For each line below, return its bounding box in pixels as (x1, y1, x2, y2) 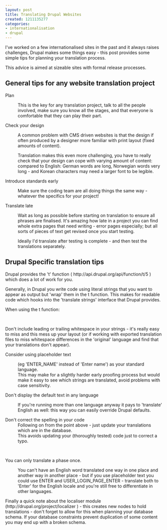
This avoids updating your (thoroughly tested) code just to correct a (17, 432, 157, 438)
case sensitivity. (17, 382, 51, 388)
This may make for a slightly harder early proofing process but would (17, 371, 160, 377)
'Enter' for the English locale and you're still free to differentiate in (17, 483, 153, 489)
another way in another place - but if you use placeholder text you (17, 472, 154, 478)
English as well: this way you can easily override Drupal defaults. (17, 407, 151, 413)
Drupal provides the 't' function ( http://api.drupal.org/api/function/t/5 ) (5, 271, 151, 277)
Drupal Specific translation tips (5, 258, 104, 266)
